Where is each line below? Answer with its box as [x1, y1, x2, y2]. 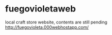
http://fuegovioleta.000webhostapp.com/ [5, 24, 89, 30]
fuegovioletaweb [5, 3, 76, 14]
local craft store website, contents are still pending [5, 19, 108, 25]
